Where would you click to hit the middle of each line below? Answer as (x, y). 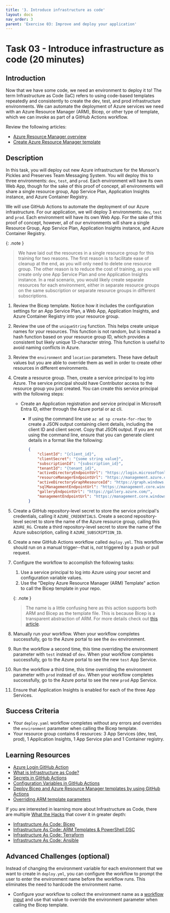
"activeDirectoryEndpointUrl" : (70, 473)
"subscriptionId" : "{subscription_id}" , (80, 464)
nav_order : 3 (19, 19)
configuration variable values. (51, 578)
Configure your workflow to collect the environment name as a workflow (88, 894)
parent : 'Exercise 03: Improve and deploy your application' (71, 24)
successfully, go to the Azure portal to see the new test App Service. (85, 659)
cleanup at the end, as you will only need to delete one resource (85, 264)
